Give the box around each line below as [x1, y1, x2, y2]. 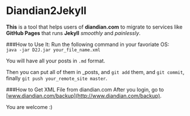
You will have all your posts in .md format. [6, 57, 105, 64]
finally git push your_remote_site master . [6, 75, 108, 82]
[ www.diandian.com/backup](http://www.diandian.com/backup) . [6, 92, 162, 99]
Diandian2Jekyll [6, 4, 87, 17]
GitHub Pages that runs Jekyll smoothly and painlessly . [6, 29, 141, 36]
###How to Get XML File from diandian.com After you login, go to [6, 86, 164, 93]
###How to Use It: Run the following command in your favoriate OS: [6, 41, 170, 48]
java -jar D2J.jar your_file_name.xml [6, 47, 101, 53]
